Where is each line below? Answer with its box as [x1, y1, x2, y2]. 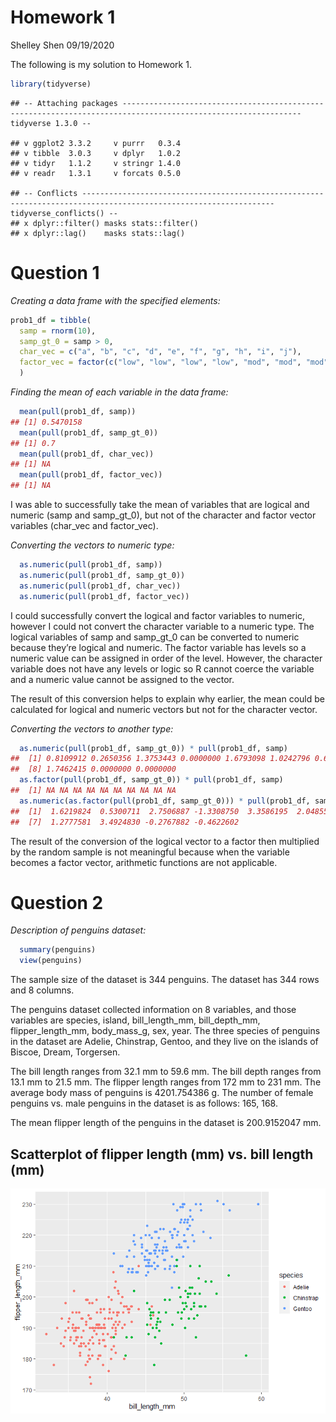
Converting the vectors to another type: [10, 722, 174, 735]
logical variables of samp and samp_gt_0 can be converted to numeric [10, 631, 300, 643]
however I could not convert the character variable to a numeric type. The [10, 620, 315, 632]
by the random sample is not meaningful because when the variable [10, 846, 290, 858]
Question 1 [10, 262, 100, 284]
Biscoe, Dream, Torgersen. [10, 1046, 121, 1058]
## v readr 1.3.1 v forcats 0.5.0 [10, 168, 182, 178]
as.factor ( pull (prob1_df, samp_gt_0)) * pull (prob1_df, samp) [19, 775, 284, 785]
